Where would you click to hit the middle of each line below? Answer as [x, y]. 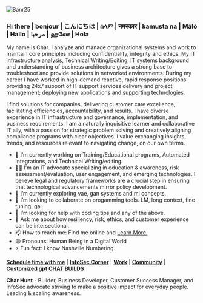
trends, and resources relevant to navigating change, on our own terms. [96, 143]
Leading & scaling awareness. [44, 293]
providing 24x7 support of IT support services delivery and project [89, 86]
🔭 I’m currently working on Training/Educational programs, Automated [102, 155]
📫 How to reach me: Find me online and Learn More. [81, 233]
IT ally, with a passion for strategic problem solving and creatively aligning [99, 130]
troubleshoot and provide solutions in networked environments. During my [99, 73]
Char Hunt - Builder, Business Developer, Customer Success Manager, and [100, 281]
